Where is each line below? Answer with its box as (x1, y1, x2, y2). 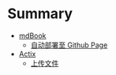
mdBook (18, 31, 47, 40)
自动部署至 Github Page (30, 40, 108, 50)
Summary (7, 5, 73, 23)
